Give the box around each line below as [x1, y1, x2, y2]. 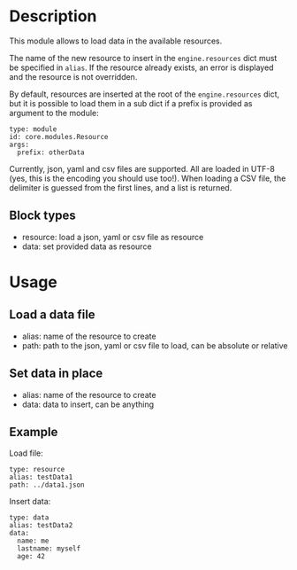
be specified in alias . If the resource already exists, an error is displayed [9, 62, 274, 73]
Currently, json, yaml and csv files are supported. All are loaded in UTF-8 [9, 163, 276, 174]
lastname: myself [17, 544, 81, 553]
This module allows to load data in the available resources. [9, 35, 223, 46]
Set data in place [9, 366, 103, 381]
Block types [9, 208, 77, 223]
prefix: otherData [17, 148, 86, 157]
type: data [9, 513, 49, 522]
